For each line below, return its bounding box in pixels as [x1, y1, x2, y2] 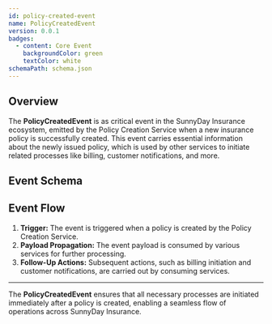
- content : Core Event [15, 42, 92, 50]
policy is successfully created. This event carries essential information [8, 133, 243, 143]
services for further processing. [19, 249, 127, 258]
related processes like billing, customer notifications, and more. [8, 151, 220, 160]
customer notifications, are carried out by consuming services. [19, 266, 231, 275]
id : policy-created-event [8, 11, 96, 20]
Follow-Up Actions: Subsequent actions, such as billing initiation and [19, 257, 252, 267]
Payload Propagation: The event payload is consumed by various [19, 240, 240, 249]
